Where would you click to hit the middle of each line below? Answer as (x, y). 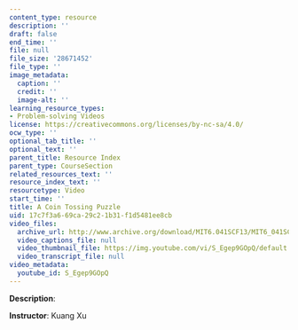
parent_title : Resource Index (65, 157)
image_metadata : (39, 75)
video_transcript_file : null (71, 257)
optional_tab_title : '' (53, 141)
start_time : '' (37, 199)
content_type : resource (53, 17)
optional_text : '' (43, 149)
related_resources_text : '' (61, 174)
